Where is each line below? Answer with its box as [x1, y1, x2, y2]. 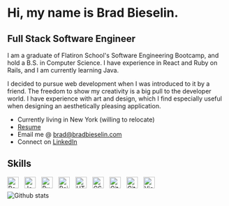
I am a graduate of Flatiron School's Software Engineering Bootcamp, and [7, 51, 219, 59]
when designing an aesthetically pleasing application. [7, 102, 161, 110]
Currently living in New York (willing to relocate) [17, 115, 155, 124]
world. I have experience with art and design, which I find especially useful [7, 94, 222, 103]
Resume [17, 123, 41, 131]
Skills [7, 158, 31, 170]
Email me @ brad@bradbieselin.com [17, 131, 122, 138]
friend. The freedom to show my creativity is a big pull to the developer [7, 87, 212, 95]
